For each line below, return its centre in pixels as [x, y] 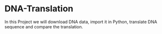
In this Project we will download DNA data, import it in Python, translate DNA [81, 22]
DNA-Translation [39, 9]
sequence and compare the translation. [44, 26]
